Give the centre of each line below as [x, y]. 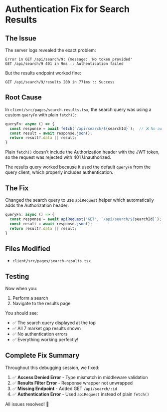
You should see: [22, 313]
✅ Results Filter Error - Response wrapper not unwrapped [73, 383]
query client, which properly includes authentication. [59, 172]
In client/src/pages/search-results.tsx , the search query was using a [78, 109]
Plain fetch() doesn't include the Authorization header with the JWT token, [82, 152]
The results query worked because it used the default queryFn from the [78, 167]
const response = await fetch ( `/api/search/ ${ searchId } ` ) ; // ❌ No [83, 128]
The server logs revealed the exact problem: [51, 50]
